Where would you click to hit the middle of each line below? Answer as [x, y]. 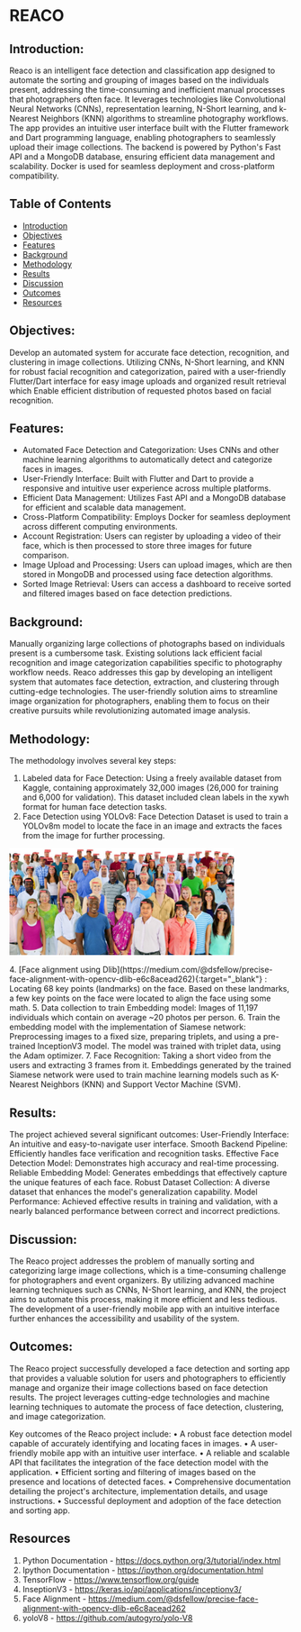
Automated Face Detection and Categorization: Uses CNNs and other [150, 450]
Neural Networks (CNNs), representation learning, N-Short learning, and [143, 109]
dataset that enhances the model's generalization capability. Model [133, 1192]
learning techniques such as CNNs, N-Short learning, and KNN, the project [148, 1290]
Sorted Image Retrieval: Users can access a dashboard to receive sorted [157, 584]
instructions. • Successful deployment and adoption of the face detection [145, 1501]
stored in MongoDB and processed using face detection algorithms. [148, 575]
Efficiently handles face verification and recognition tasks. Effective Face [144, 1154]
